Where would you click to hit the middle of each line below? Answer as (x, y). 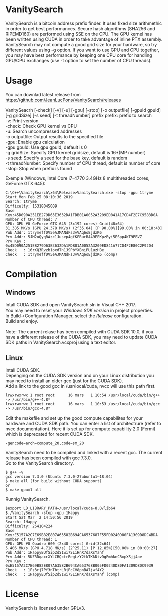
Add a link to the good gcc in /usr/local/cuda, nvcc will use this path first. (81, 386)
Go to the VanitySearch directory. (40, 463)
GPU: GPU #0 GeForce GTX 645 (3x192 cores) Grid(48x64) (65, 224)
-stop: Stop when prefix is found (39, 168)
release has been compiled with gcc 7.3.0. (49, 458)
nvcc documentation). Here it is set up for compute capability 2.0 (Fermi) (80, 429)
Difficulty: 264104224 (29, 526)
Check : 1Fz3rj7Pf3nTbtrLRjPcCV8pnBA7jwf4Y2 (55, 570)
